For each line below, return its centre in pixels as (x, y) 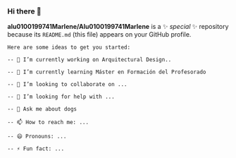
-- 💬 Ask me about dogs (42, 109)
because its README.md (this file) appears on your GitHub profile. (99, 35)
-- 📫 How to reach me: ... (48, 123)
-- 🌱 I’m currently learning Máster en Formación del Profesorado (107, 72)
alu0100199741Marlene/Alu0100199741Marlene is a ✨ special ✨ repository (118, 27)
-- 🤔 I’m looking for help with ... (61, 97)
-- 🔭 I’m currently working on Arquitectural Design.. (89, 60)
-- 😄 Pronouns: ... (37, 137)
